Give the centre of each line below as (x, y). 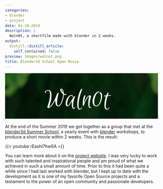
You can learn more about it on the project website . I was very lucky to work (81, 155)
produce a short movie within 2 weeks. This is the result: (61, 137)
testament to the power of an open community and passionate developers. (80, 181)
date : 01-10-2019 (23, 26)
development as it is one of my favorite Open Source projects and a (72, 176)
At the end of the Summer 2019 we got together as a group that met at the (79, 126)
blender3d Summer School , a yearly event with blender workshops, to (75, 132)
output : (13, 41)
